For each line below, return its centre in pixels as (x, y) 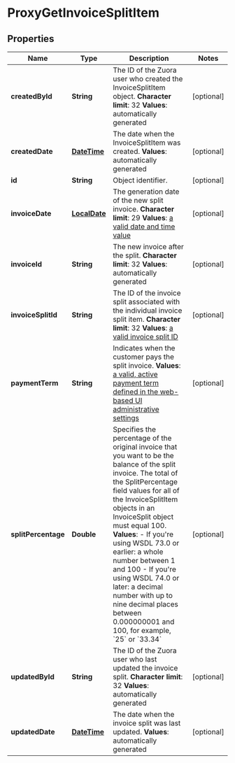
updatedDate (33, 732)
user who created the (148, 79)
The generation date (146, 192)
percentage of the (142, 438)
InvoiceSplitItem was (147, 143)
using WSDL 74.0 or (146, 578)
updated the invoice (145, 668)
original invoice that (145, 447)
